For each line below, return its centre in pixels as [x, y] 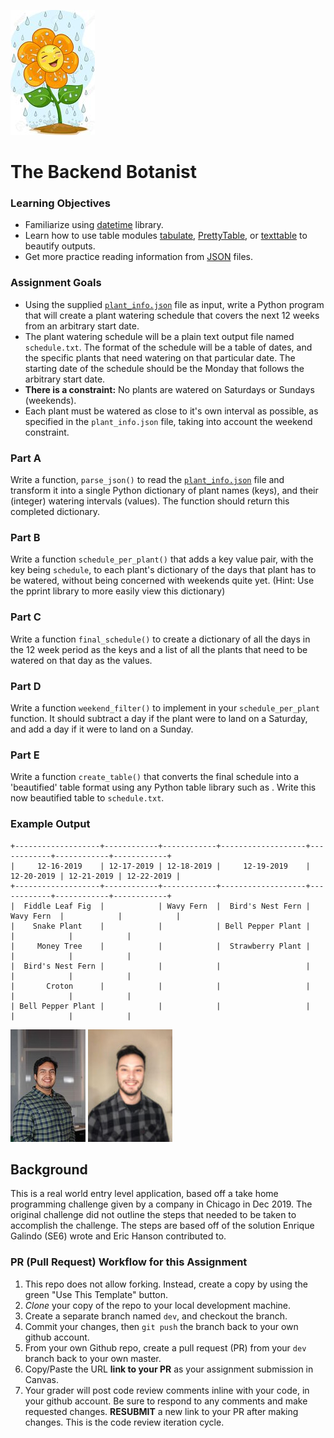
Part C [26, 617]
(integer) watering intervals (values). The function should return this [150, 501]
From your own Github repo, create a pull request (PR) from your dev [165, 1347]
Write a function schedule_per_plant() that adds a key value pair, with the [162, 559]
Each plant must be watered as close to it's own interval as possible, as [171, 411]
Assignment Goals [56, 283]
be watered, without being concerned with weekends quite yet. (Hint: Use [162, 581]
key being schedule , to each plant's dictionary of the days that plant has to [163, 570]
